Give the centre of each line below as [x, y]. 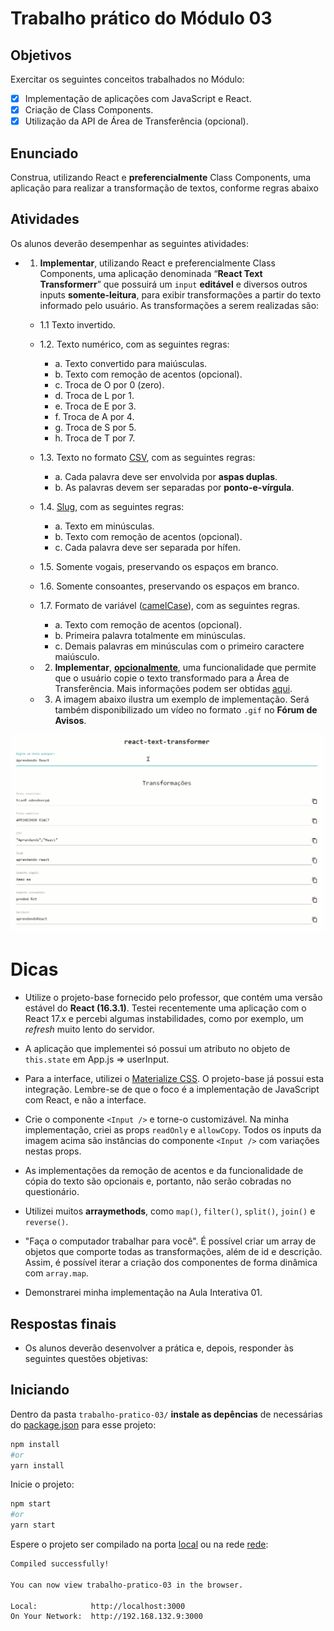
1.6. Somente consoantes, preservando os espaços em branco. [169, 586]
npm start [31, 1504]
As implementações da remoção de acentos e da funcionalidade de [164, 1171]
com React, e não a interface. [85, 1100]
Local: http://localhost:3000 [98, 1606]
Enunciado [44, 153]
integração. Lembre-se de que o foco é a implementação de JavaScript [172, 1089]
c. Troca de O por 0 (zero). [109, 384]
